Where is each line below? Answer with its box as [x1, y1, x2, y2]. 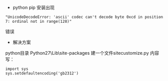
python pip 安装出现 [12, 5, 55, 10]
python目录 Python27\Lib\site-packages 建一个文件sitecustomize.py [5, 50, 149, 56]
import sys [5, 66, 29, 71]
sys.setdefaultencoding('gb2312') [5, 71, 79, 76]
